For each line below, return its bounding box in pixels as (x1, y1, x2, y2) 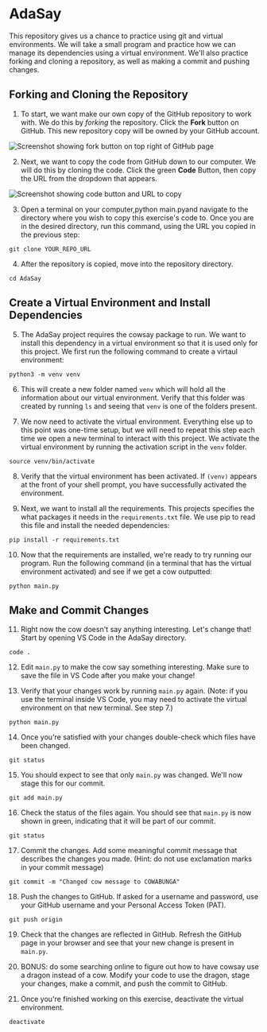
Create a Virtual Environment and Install (9, 296, 211, 310)
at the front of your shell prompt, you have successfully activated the (20, 479, 247, 489)
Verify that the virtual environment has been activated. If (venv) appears (20, 471, 257, 481)
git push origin (9, 916, 63, 924)
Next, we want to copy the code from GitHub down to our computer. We (20, 157, 257, 166)
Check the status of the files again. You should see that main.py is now (20, 808, 252, 817)
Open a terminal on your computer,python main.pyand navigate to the (20, 204, 249, 214)
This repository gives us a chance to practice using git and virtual (9, 31, 223, 41)
